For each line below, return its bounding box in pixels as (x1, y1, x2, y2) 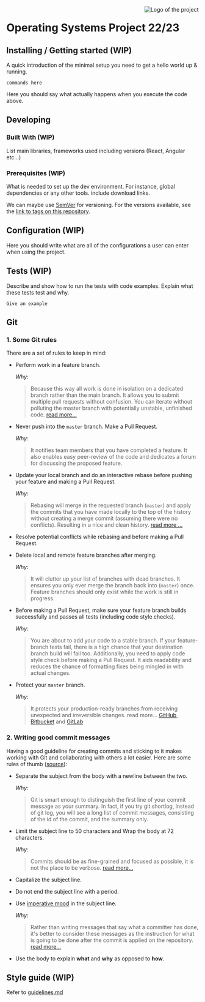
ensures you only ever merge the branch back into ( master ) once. (30, 582, 195, 589)
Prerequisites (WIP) (6, 168, 66, 177)
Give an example (6, 300, 48, 307)
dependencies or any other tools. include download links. (6, 189, 151, 197)
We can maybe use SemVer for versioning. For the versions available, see (6, 201, 191, 208)
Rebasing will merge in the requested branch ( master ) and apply (30, 502, 191, 509)
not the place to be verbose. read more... (30, 864, 134, 872)
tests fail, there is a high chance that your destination (49, 643, 183, 651)
